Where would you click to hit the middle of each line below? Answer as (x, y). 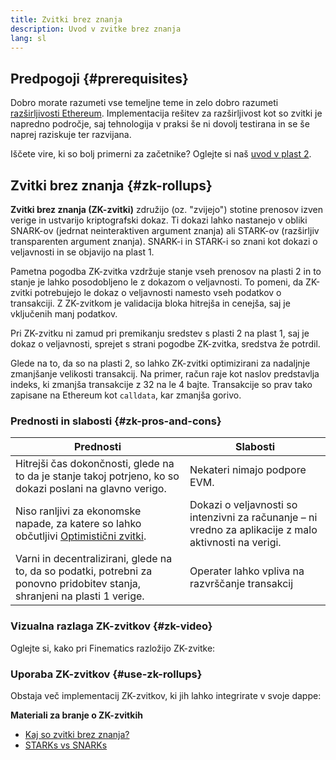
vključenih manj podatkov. (64, 314)
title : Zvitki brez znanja (66, 19)
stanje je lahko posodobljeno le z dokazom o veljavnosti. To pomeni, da (157, 282)
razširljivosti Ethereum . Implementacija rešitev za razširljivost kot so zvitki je (166, 113)
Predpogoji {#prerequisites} (99, 78)
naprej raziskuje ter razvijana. (71, 135)
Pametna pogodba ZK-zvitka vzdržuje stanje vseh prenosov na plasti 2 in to (166, 271)
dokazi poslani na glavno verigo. (91, 489)
